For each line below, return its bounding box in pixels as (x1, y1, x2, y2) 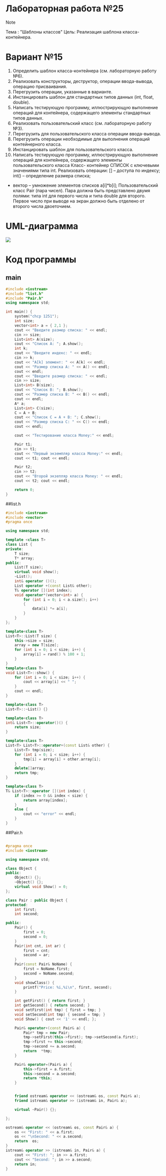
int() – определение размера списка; (12, 172, 91, 178)
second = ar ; (23, 953, 50, 958)
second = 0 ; (23, 934, 48, 939)
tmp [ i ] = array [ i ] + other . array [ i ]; (23, 757, 101, 762)
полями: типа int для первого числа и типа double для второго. (12, 193, 146, 199)
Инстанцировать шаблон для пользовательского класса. (12, 146, 134, 152)
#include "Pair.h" (5, 296, 43, 301)
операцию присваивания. (12, 83, 67, 89)
